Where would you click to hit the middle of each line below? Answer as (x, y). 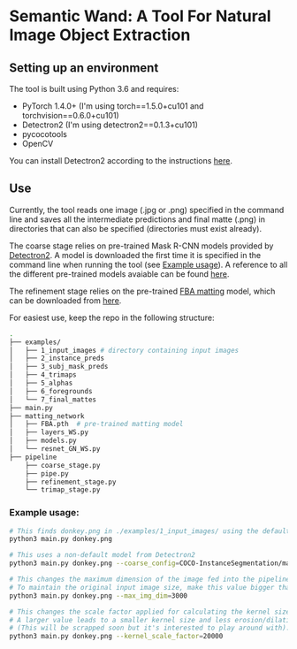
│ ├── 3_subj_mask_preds (59, 367)
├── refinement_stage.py (71, 482)
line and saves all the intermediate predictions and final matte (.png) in (137, 219)
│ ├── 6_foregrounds (51, 391)
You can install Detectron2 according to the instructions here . (121, 160)
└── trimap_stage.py (63, 490)
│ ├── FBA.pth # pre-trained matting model (96, 424)
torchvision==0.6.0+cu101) (70, 115)
